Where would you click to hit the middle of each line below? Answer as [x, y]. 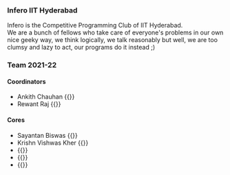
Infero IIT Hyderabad [42, 10]
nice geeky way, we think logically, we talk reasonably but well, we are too [113, 40]
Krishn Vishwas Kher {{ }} [53, 143]
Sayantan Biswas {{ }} [47, 135]
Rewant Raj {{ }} [39, 104]
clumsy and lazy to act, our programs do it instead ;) [81, 48]
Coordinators [27, 81]
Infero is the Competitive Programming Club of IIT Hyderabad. [95, 25]
